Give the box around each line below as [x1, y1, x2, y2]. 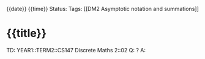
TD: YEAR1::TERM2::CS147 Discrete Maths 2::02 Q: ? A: [6, 46, 146, 54]
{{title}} [6, 27, 47, 40]
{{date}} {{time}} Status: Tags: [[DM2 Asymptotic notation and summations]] [6, 5, 199, 12]
